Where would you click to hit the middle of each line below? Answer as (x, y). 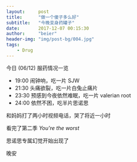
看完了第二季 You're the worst (43, 128)
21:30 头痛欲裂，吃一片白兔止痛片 (56, 88)
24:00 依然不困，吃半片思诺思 (52, 103)
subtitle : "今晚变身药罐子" (41, 23)
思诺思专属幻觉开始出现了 (38, 141)
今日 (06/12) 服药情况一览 (37, 68)
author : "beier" (32, 34)
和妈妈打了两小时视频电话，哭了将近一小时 (58, 115)
